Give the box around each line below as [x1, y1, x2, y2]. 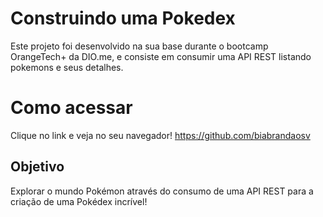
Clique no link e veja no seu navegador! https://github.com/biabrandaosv [10, 129, 311, 141]
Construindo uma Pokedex [10, 7, 236, 30]
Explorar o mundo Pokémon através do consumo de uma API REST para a [10, 185, 314, 197]
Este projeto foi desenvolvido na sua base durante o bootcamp [10, 40, 269, 52]
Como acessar [10, 97, 133, 119]
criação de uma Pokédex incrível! [10, 195, 148, 207]
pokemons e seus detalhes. [10, 61, 124, 73]
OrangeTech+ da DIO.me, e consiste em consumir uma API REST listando [10, 50, 312, 62]
